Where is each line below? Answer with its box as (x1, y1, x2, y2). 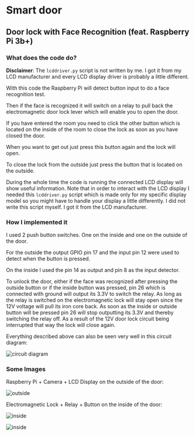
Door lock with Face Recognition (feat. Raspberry (6, 27, 190, 37)
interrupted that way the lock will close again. (6, 322, 116, 329)
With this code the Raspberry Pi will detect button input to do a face (6, 84, 170, 91)
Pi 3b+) (6, 36, 33, 46)
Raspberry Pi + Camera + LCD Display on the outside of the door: (6, 379, 164, 386)
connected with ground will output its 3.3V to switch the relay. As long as (6, 291, 182, 298)
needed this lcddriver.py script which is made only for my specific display (6, 191, 187, 198)
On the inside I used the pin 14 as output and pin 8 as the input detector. (6, 267, 180, 274)
